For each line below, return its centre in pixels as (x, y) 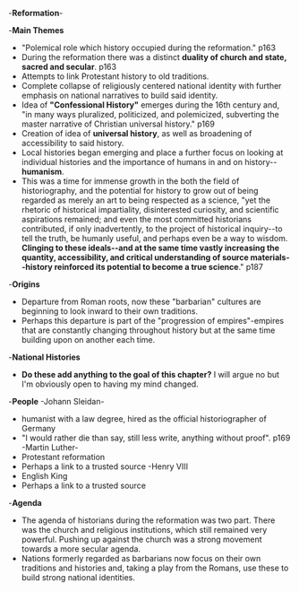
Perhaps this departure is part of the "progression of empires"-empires (153, 321)
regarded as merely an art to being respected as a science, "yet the (146, 200)
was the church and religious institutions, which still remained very (144, 530)
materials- (270, 257)
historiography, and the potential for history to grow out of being (140, 191)
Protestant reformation (63, 457)
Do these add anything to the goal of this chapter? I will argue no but (150, 374)
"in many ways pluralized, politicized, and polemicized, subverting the (150, 114)
